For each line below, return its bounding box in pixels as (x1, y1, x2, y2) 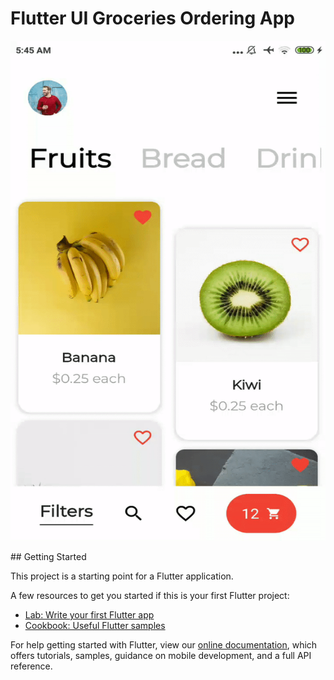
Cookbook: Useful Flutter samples (24, 619, 166, 631)
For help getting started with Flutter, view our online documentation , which (10, 638, 318, 651)
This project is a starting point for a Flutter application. (10, 570, 234, 582)
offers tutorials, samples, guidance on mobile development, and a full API (10, 649, 312, 661)
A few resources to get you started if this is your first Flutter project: (10, 589, 290, 601)
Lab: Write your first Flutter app (24, 608, 155, 621)
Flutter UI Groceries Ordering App (10, 7, 295, 30)
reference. (10, 660, 53, 672)
